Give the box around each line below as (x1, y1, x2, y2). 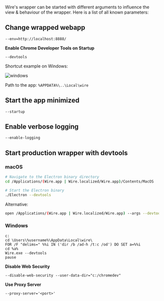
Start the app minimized (5, 96, 80, 105)
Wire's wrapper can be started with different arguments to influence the (5, 4, 150, 10)
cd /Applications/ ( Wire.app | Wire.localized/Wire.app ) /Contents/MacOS (5, 179, 154, 184)
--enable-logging (5, 136, 41, 140)
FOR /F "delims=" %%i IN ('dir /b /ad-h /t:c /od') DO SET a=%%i (5, 242, 141, 247)
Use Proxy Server (5, 281, 41, 287)
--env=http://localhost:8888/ (5, 36, 67, 41)
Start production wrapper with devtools (5, 149, 128, 157)
